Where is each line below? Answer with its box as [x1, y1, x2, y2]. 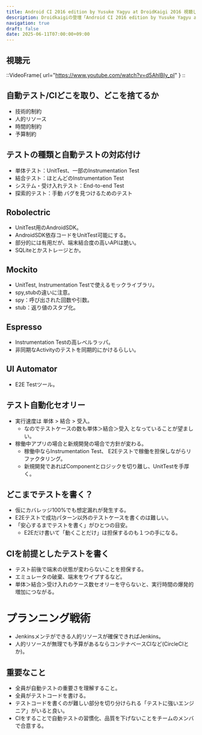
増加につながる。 [14, 588, 58, 596]
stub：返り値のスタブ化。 [14, 304, 79, 311]
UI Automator [6, 364, 58, 374]
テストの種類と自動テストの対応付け [6, 150, 141, 160]
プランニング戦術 [6, 612, 91, 625]
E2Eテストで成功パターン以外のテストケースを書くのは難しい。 [14, 514, 172, 521]
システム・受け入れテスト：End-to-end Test [14, 182, 124, 189]
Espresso [6, 322, 42, 332]
